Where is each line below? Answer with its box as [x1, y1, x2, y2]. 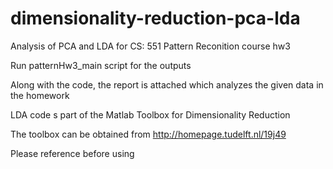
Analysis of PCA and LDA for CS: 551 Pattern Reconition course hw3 [10, 40, 291, 52]
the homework [10, 89, 70, 101]
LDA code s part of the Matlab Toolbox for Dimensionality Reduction [10, 108, 291, 121]
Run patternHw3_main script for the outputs [10, 59, 192, 71]
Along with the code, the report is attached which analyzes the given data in [10, 78, 324, 91]
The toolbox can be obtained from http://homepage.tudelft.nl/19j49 [10, 128, 287, 140]
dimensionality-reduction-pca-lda [10, 7, 301, 30]
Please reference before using [10, 147, 135, 159]
